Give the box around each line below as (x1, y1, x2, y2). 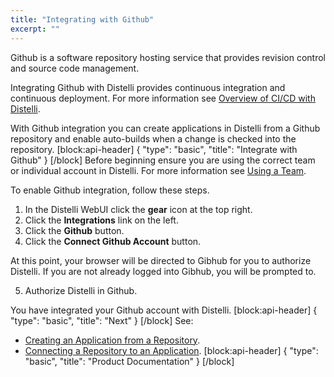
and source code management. (10, 62, 140, 74)
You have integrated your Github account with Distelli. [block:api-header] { (10, 304, 318, 316)
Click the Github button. (24, 224, 125, 236)
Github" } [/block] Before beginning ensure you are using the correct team (10, 154, 316, 166)
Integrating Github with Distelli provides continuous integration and (10, 81, 286, 93)
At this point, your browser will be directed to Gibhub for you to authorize (10, 254, 312, 266)
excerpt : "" (10, 24, 60, 34)
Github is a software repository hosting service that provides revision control (10, 51, 326, 63)
